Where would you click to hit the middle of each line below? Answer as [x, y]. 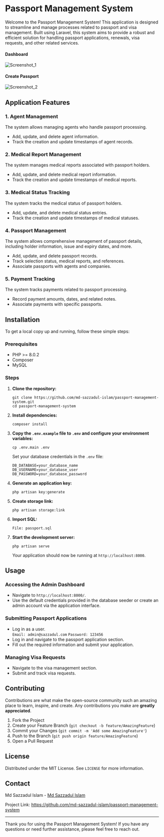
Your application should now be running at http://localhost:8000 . [79, 555]
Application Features [38, 103]
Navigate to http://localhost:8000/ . [49, 595]
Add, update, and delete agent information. [55, 137]
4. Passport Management [36, 231]
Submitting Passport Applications [46, 618]
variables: [22, 438]
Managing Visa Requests [35, 657]
